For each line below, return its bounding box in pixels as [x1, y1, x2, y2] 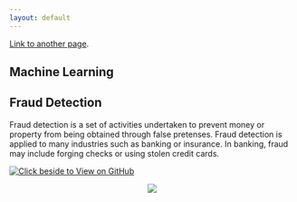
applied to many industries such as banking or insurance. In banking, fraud [9, 138, 289, 149]
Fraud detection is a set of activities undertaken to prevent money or [9, 119, 265, 130]
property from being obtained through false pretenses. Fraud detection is [9, 129, 283, 139]
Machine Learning [9, 64, 115, 80]
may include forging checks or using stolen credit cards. [9, 148, 220, 159]
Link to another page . [9, 38, 90, 49]
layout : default [9, 13, 71, 23]
